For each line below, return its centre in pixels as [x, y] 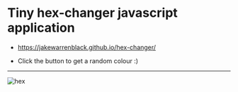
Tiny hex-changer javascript [93, 13]
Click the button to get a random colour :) [78, 60]
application [41, 28]
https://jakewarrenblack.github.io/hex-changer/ [87, 47]
